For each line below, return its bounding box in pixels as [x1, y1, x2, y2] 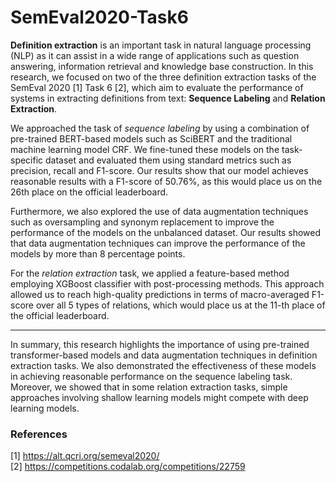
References [10, 427, 68, 441]
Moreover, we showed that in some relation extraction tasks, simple [10, 381, 288, 393]
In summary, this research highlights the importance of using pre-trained [10, 338, 310, 350]
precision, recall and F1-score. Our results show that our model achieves [10, 164, 309, 176]
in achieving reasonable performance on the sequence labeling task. [10, 370, 293, 382]
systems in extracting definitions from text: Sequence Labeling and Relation [10, 92, 326, 104]
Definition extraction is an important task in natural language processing [10, 39, 312, 51]
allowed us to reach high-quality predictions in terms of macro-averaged [10, 288, 310, 300]
